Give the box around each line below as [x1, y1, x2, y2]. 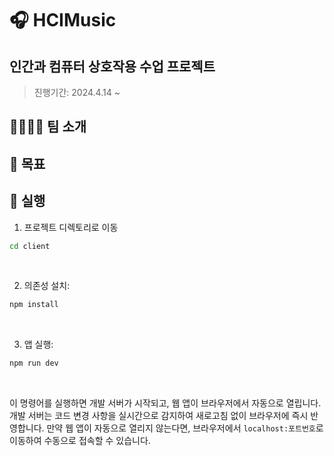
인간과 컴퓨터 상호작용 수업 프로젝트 [9, 58, 216, 75]
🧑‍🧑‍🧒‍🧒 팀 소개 [9, 118, 87, 136]
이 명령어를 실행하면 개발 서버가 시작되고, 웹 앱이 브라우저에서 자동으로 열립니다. [9, 397, 322, 409]
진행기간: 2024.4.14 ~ [33, 87, 121, 98]
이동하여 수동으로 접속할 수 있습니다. [9, 435, 151, 447]
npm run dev [9, 358, 59, 369]
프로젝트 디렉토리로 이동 [23, 221, 119, 233]
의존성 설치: [23, 280, 71, 292]
